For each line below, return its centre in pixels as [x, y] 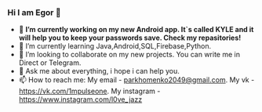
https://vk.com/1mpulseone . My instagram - [89, 91]
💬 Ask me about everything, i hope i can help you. [99, 71]
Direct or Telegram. [50, 63]
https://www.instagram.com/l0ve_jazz [80, 99]
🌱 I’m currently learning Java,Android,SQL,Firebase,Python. [115, 46]
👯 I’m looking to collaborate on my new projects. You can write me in [129, 55]
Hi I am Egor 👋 [34, 13]
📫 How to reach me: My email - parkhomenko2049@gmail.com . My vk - [136, 80]
